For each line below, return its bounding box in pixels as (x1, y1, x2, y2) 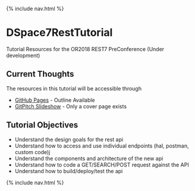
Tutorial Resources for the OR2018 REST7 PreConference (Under (6, 45, 165, 52)
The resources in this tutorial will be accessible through (6, 84, 141, 92)
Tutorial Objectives (6, 120, 78, 130)
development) (6, 52, 40, 59)
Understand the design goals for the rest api (14, 136, 124, 143)
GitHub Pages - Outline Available (14, 96, 95, 104)
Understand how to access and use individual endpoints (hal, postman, (14, 142, 189, 149)
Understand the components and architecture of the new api (14, 155, 163, 162)
